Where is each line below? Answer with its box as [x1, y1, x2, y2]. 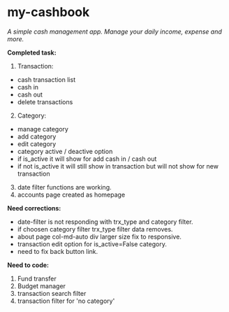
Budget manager [17, 281, 66, 290]
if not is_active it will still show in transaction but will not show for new [17, 162, 219, 170]
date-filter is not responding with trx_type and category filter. [17, 218, 193, 226]
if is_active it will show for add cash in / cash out [17, 155, 157, 163]
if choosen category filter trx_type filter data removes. [17, 225, 173, 233]
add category [17, 132, 57, 141]
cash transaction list [17, 75, 75, 84]
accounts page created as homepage [17, 190, 126, 199]
